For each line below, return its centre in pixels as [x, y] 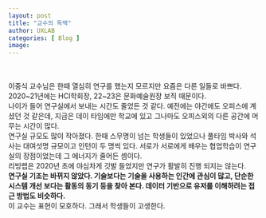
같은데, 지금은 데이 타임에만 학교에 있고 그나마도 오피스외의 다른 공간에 [141, 116]
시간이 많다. [41, 126]
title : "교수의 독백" [40, 23]
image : [19, 46]
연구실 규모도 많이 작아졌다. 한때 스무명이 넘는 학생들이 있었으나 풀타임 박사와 [128, 136]
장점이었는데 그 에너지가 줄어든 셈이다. [82, 156]
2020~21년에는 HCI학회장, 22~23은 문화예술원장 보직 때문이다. [108, 96]
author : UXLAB [32, 30]
